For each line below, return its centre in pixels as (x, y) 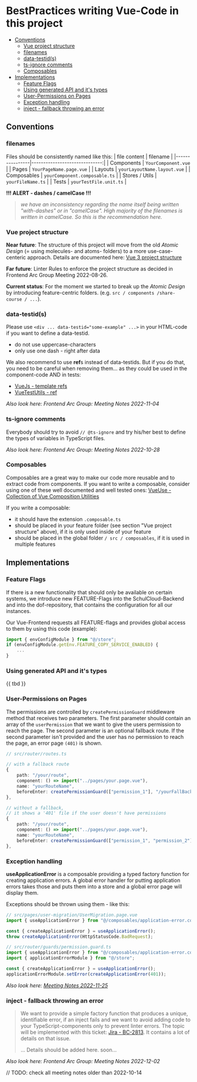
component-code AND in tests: (43, 375)
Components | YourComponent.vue (150, 162)
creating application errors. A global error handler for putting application (93, 880)
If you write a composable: (38, 508)
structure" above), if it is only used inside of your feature (83, 531)
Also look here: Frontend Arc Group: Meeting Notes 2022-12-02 (83, 1061)
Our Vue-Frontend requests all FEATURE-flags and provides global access (96, 622)
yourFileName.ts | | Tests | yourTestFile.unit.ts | (67, 181)
